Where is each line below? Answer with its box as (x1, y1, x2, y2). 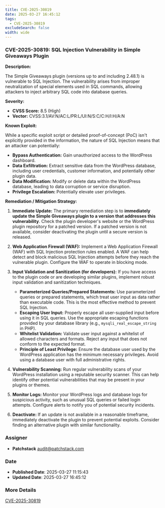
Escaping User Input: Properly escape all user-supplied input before (19, 310, 159, 316)
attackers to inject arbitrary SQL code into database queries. (5, 89, 128, 95)
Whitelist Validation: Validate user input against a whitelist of (19, 331, 144, 337)
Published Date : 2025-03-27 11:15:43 (12, 469, 89, 475)
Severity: (5, 98, 25, 104)
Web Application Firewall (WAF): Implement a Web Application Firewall (12, 244, 158, 250)
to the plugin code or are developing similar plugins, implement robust (12, 274, 155, 280)
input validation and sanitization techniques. (12, 279, 102, 286)
